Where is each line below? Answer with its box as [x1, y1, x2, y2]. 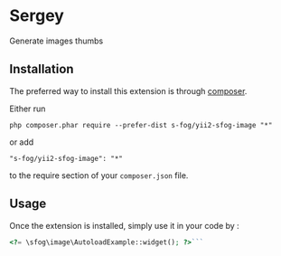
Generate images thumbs [9, 35, 104, 46]
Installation [9, 62, 74, 77]
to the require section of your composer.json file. [9, 169, 189, 181]
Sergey [9, 5, 65, 26]
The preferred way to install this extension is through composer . [9, 85, 248, 96]
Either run [9, 103, 46, 114]
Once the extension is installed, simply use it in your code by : [9, 220, 239, 231]
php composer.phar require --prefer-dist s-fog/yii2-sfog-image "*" [9, 120, 273, 129]
